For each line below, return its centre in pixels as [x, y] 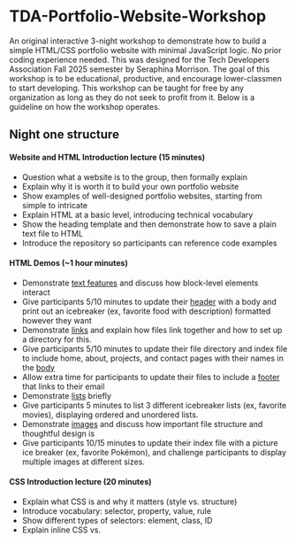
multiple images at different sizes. [83, 462]
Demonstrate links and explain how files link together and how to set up [152, 330]
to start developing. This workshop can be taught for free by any [127, 88]
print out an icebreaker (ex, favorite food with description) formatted [146, 311]
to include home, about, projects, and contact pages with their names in [153, 358]
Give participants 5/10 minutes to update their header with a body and [149, 301]
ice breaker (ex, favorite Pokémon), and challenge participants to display [154, 452]
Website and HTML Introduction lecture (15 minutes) [107, 157]
